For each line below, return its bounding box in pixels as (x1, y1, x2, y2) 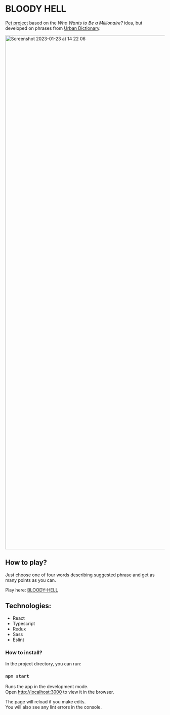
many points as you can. (5, 577, 57, 583)
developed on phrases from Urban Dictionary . (5, 25, 101, 31)
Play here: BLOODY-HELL (5, 587, 58, 593)
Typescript (12, 620, 35, 626)
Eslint (12, 637, 24, 643)
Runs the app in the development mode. (5, 684, 89, 690)
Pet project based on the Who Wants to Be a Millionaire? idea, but (5, 20, 143, 26)
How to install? (5, 649, 42, 656)
